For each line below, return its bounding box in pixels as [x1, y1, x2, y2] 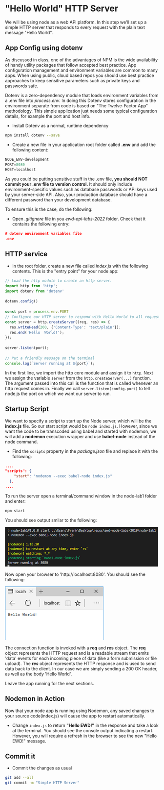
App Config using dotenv [5, 44, 83, 52]
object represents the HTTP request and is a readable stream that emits [5, 650, 149, 656]
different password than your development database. [5, 197, 112, 203]
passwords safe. [5, 83, 39, 89]
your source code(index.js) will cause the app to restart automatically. [5, 713, 145, 718]
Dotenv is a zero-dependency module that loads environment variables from [5, 92, 159, 98]
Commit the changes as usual [12, 765, 72, 771]
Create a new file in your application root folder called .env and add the [12, 142, 156, 148]
